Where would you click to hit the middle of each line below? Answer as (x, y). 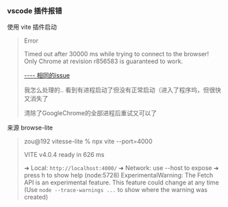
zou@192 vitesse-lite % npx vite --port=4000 (88, 141)
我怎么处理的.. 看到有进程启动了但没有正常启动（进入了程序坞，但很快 (122, 90)
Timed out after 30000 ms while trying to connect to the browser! (116, 54)
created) (36, 197)
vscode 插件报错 (35, 10)
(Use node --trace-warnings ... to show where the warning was (115, 190)
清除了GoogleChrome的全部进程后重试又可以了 (90, 113)
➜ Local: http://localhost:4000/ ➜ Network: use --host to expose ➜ (121, 168)
